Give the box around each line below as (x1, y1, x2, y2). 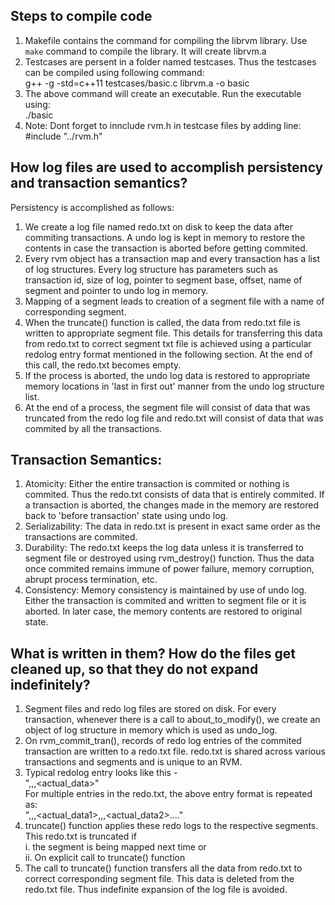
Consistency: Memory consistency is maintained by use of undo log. (24, 584, 307, 596)
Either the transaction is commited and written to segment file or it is (24, 595, 307, 607)
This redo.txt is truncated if (24, 830, 137, 843)
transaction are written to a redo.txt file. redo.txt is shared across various (24, 745, 326, 758)
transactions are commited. (24, 531, 138, 543)
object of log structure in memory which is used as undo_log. (24, 724, 278, 736)
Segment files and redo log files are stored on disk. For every (24, 703, 277, 715)
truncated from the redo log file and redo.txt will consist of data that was (24, 412, 324, 424)
